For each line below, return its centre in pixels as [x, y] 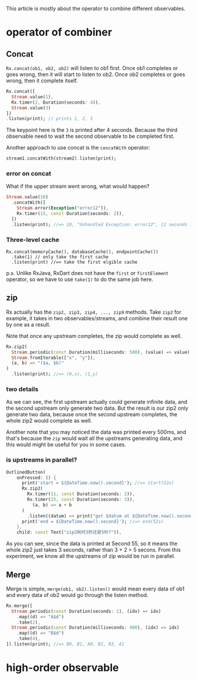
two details [22, 389]
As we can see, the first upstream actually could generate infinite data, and [97, 402]
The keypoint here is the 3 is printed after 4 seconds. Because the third [92, 130]
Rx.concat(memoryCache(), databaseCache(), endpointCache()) [82, 252]
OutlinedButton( [26, 472]
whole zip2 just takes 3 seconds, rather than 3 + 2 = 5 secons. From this [94, 550]
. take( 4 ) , [29, 639]
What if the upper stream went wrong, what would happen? [78, 186]
